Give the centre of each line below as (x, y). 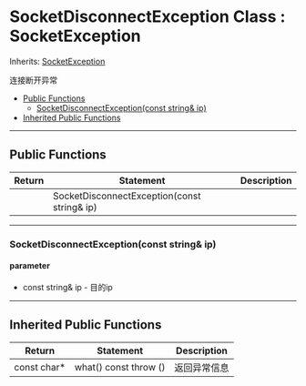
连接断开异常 (33, 80)
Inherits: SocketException (57, 61)
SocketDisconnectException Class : (148, 17)
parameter (30, 266)
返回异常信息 (202, 368)
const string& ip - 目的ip (68, 287)
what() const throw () (120, 367)
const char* (40, 367)
